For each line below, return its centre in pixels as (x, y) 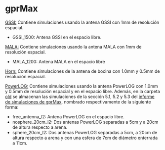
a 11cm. (20, 143)
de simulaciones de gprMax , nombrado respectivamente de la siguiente (78, 101)
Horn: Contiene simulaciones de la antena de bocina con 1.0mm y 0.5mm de (82, 71)
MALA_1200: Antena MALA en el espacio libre (59, 61)
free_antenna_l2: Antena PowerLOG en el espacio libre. (68, 116)
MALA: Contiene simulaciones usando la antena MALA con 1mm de (73, 47)
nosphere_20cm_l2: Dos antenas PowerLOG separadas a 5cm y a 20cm (85, 122)
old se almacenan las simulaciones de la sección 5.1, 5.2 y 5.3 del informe (80, 97)
